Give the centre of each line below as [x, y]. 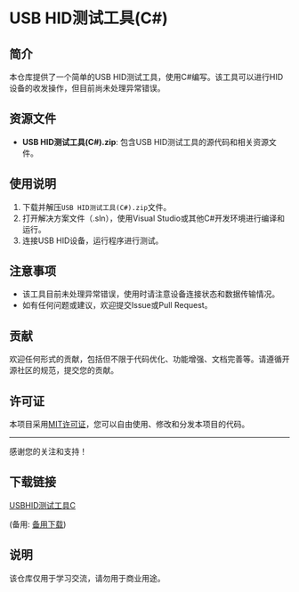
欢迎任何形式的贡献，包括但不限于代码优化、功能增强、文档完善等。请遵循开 [149, 359]
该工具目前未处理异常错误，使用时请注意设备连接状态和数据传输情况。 [151, 294]
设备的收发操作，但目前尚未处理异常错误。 [87, 88]
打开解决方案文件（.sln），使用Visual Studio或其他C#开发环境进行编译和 [154, 218]
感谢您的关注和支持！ [48, 451]
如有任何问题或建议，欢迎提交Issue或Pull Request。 [117, 305]
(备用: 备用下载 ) [38, 524]
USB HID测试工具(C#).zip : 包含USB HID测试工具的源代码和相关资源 [145, 142]
